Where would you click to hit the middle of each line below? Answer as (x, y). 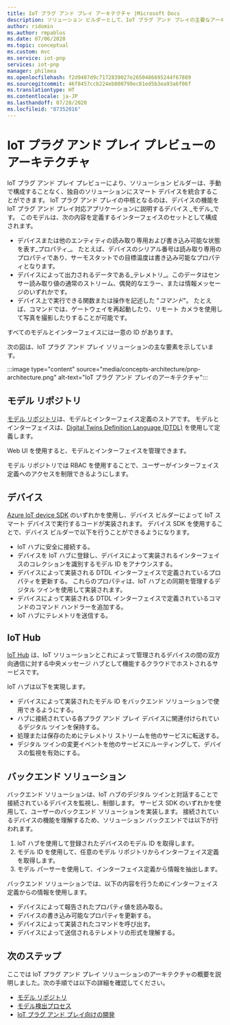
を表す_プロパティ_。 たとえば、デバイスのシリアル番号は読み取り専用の (119, 249)
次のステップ (34, 956)
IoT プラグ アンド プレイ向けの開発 (66, 1014)
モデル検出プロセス (44, 1006)
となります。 (41, 266)
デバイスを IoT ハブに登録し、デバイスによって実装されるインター (109, 555)
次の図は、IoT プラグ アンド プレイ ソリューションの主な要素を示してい (107, 347)
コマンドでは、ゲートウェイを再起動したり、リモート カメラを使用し (126, 309)
